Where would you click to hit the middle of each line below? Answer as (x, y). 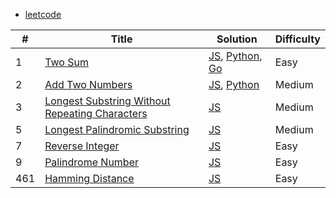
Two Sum (66, 62)
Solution (237, 39)
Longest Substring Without (107, 101)
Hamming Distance (89, 178)
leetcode (43, 14)
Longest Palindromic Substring (117, 129)
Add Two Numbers (88, 84)
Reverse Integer (82, 146)
